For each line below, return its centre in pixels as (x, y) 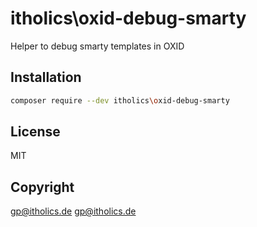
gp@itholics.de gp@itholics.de (73, 211)
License (35, 132)
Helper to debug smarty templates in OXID (97, 46)
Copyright (42, 187)
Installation (46, 77)
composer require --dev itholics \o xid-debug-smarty (120, 100)
